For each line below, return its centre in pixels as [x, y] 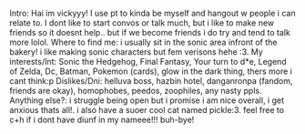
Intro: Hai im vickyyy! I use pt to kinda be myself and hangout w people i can [152, 13]
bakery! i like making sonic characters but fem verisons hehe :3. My [137, 52]
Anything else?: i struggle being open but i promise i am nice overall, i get [147, 100]
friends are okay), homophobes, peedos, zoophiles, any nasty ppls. [136, 91]
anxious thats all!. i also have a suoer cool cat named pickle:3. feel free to [147, 110]
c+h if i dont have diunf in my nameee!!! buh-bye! [102, 119]
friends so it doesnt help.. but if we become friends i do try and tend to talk [150, 32]
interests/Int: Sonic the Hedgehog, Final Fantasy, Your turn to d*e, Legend [148, 62]
